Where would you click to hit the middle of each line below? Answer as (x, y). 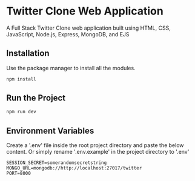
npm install (21, 79)
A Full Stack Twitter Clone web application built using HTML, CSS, (88, 28)
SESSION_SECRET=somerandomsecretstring (57, 163)
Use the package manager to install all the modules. (71, 68)
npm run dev (21, 112)
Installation (28, 54)
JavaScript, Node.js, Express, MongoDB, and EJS (68, 34)
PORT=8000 (19, 174)
